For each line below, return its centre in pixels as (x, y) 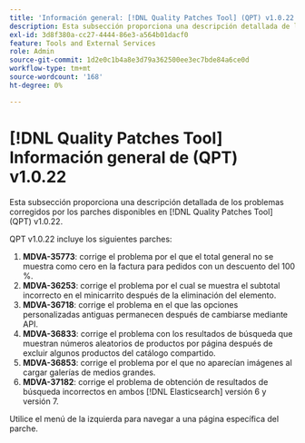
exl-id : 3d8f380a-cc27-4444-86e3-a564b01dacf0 (99, 34)
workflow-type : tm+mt (50, 69)
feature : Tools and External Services (83, 43)
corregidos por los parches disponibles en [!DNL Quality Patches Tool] (141, 212)
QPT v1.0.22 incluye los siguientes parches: (91, 239)
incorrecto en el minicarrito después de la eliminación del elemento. (149, 295)
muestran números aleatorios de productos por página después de (148, 343)
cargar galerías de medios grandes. (89, 372)
